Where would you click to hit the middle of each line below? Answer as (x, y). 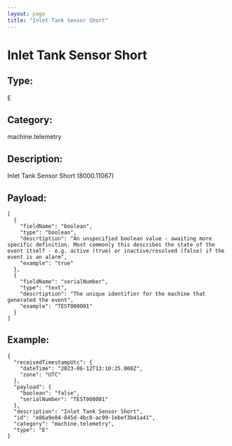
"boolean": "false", (50, 393)
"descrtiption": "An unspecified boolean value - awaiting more (116, 238)
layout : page (26, 14)
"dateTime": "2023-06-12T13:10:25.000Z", (81, 368)
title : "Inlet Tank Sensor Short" (58, 20)
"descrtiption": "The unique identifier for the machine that (113, 294)
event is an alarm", (38, 257)
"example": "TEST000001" (56, 306)
